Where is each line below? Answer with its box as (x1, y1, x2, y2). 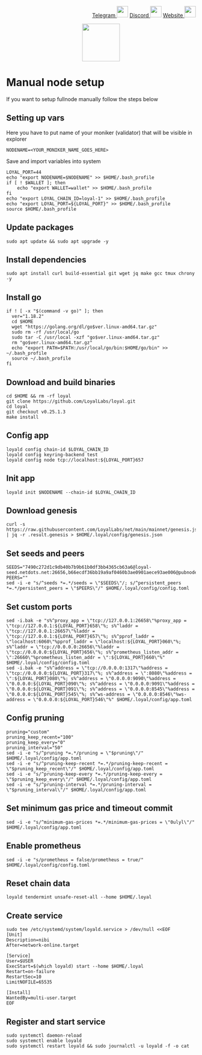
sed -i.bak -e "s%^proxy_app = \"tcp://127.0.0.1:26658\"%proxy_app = (6, 617, 187, 624)
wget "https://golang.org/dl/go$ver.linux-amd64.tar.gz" (11, 324, 158, 330)
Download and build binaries (6, 377, 116, 388)
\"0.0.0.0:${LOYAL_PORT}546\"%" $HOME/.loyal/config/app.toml (32, 697, 192, 703)
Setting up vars (6, 113, 65, 123)
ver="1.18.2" (11, 314, 44, 320)
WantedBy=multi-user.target (6, 995, 77, 1001)
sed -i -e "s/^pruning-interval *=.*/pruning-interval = (6, 781, 152, 788)
